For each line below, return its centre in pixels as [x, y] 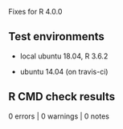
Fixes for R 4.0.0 [35, 12]
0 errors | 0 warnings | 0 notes [59, 116]
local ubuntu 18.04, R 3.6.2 [64, 56]
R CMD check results [62, 97]
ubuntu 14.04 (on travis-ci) [64, 71]
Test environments [56, 36]
